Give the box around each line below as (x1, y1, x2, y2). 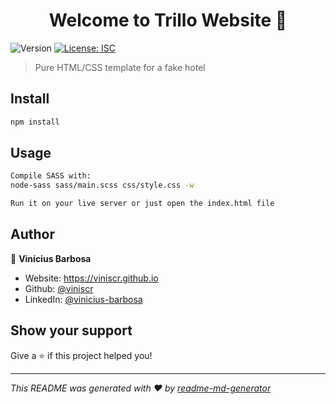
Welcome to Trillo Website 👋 (48, 9, 288, 32)
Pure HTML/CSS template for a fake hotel (34, 61, 206, 73)
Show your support (10, 322, 133, 339)
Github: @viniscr (24, 282, 94, 294)
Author (10, 226, 55, 243)
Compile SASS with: (10, 171, 92, 181)
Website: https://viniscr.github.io (24, 272, 159, 284)
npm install (10, 117, 60, 127)
